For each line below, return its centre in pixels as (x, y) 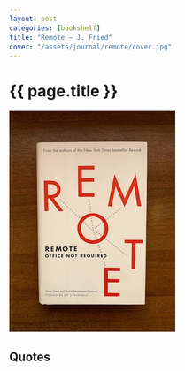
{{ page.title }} (64, 91)
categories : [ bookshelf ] (55, 28)
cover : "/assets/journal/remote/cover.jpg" (91, 47)
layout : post (33, 19)
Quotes (30, 356)
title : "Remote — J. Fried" (61, 37)
